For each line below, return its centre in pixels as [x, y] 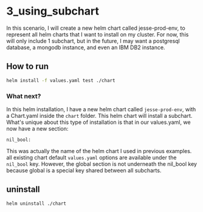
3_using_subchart [53, 11]
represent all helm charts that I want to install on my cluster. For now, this [98, 34]
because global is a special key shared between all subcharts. [84, 170]
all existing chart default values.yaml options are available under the [91, 157]
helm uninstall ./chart [36, 203]
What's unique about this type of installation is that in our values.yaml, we [98, 122]
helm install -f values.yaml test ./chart [61, 80]
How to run [28, 67]
